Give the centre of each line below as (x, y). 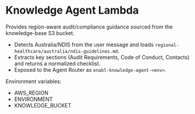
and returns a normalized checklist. (57, 64)
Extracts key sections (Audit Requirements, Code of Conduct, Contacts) (102, 57)
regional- (167, 45)
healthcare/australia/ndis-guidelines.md (66, 51)
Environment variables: (33, 81)
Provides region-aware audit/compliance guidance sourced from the (89, 27)
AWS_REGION (31, 93)
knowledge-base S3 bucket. (40, 33)
